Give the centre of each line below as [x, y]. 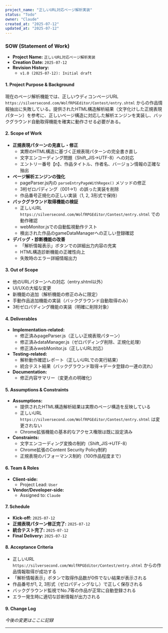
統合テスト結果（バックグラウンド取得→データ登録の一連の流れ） [88, 366]
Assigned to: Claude [40, 495]
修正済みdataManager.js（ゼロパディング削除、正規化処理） [82, 342]
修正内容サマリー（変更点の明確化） [57, 378]
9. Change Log [21, 608]
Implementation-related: [38, 330]
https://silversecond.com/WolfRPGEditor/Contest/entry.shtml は [88, 419]
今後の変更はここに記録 [29, 620]
